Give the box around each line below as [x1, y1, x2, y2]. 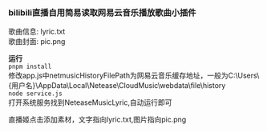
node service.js [8, 90, 63, 98]
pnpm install [8, 62, 52, 71]
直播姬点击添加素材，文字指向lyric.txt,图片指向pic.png [8, 114, 187, 125]
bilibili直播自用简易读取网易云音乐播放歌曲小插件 [8, 6, 196, 18]
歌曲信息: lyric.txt [8, 26, 66, 37]
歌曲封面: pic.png [8, 37, 66, 46]
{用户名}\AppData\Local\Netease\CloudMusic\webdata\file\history [8, 81, 226, 90]
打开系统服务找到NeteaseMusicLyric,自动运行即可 [8, 98, 172, 107]
